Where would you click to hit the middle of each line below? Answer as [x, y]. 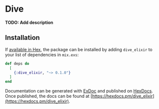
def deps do [17, 64]
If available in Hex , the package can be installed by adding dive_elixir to [79, 49]
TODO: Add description [29, 22]
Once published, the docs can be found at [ [49, 96]
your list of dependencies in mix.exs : [42, 54]
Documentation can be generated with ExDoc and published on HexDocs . [79, 91]
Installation [22, 38]
